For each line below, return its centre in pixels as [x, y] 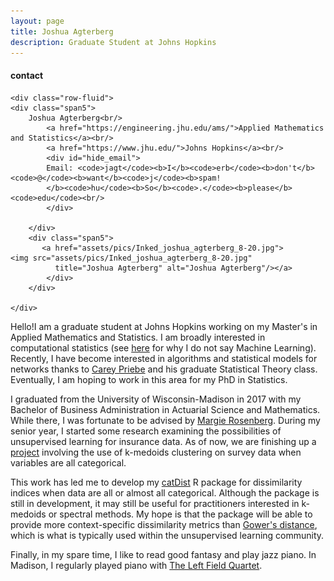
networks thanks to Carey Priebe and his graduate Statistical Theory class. [164, 369]
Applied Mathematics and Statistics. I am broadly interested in [138, 337]
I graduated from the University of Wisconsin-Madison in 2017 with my [156, 399]
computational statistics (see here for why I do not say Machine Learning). [163, 347]
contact [27, 75]
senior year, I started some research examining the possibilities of [146, 431]
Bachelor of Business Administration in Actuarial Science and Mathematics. [165, 409]
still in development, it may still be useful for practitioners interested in [155, 503]
